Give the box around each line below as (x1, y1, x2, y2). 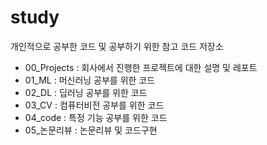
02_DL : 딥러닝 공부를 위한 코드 (24, 86, 148, 98)
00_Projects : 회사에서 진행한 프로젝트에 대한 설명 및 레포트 (24, 61, 258, 73)
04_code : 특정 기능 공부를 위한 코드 (24, 111, 168, 123)
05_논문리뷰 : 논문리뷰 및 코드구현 (24, 124, 158, 136)
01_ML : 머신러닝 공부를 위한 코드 (24, 74, 156, 86)
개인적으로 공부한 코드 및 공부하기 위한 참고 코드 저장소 (10, 40, 224, 52)
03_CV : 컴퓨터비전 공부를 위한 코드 (24, 99, 165, 111)
